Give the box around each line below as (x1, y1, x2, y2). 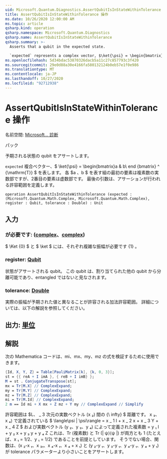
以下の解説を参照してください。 (22, 305, 88, 311)
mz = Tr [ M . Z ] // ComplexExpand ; (5, 393, 72, 397)
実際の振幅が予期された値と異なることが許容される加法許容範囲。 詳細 (5, 299, 150, 305)
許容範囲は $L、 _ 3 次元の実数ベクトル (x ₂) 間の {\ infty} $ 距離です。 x (5, 411, 153, 417)
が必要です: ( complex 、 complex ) (5, 231, 85, 238)
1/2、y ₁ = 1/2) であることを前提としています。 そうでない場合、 (24, 436, 155, 442)
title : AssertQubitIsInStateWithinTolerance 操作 (5, 12, 108, 17)
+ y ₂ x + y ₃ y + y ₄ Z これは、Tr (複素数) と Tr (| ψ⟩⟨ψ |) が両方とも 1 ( (5, 430, 148, 436)
